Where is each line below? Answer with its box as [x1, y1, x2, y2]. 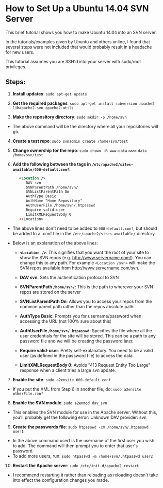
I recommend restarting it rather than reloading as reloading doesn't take [12, 472, 158, 478]
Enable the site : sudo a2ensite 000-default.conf [12, 376, 111, 382]
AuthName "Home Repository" [25, 198, 82, 204]
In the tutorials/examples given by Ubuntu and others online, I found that [5, 38, 150, 44]
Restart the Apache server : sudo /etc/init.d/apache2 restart [12, 462, 139, 468]
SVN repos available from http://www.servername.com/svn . [19, 265, 140, 271]
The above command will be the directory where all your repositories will [12, 123, 158, 129]
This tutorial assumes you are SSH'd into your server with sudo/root [5, 58, 141, 64]
